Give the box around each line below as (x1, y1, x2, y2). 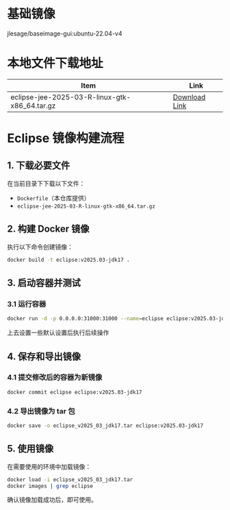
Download (172, 92, 206, 101)
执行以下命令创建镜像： (7, 243, 73, 251)
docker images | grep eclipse (7, 483, 94, 489)
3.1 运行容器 (7, 299, 47, 308)
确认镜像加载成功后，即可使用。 (7, 496, 97, 504)
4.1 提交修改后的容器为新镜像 (7, 373, 103, 382)
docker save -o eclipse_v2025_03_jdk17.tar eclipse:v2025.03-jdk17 (7, 422, 204, 429)
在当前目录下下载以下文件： (7, 179, 86, 187)
